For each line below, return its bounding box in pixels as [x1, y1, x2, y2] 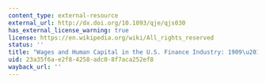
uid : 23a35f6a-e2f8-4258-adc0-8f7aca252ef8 [8, 56, 154, 64]
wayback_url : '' [8, 63, 62, 71]
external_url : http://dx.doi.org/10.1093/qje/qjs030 [8, 19, 186, 27]
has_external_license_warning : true [8, 26, 129, 34]
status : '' [8, 41, 44, 49]
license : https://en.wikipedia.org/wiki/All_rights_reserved [8, 33, 215, 42]
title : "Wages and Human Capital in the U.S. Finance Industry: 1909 [8, 48, 243, 56]
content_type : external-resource [8, 11, 119, 20]
